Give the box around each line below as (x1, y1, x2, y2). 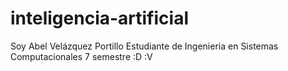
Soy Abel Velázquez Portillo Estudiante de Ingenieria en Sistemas (10, 40, 279, 52)
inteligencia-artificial (10, 7, 189, 30)
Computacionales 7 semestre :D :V (10, 50, 153, 62)
